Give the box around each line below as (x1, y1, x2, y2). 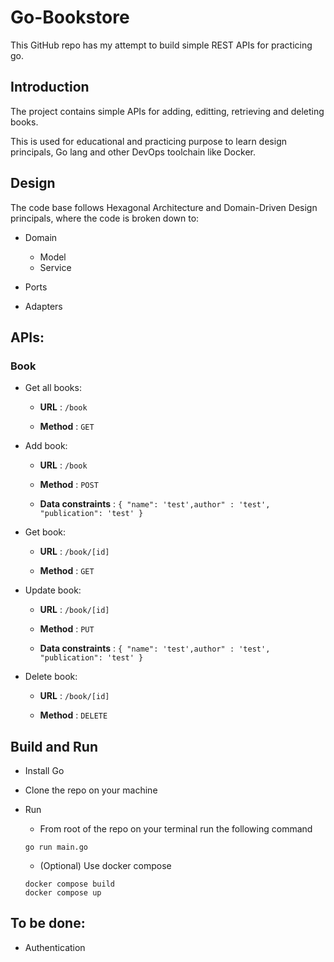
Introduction (10, 79, 90, 96)
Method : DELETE (39, 709, 108, 721)
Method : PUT (39, 623, 95, 635)
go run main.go (24, 842, 89, 853)
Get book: (24, 526, 66, 538)
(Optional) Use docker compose (39, 860, 172, 872)
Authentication (24, 941, 86, 953)
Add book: (24, 440, 68, 452)
